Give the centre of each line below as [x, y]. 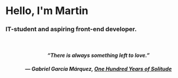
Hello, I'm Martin [47, 11]
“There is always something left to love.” [98, 55]
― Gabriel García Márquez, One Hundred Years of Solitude [98, 69]
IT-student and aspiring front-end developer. [71, 29]
